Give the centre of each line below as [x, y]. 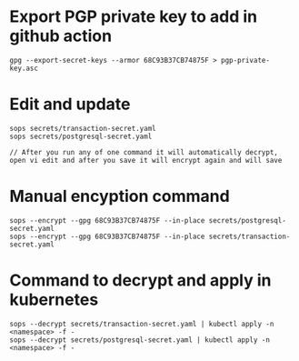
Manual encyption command [120, 196]
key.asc [24, 68]
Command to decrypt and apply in [140, 280]
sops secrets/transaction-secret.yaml [83, 128]
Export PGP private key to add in [133, 17]
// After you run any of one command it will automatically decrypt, [144, 152]
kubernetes [54, 300]
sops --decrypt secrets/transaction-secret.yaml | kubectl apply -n [142, 324]
